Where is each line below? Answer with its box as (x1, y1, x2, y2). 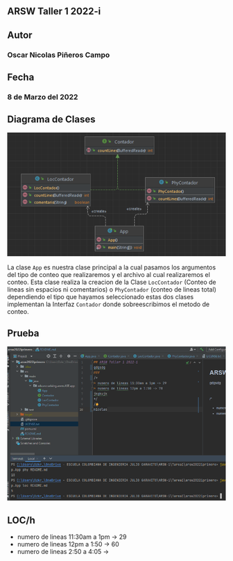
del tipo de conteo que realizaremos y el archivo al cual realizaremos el (7, 270, 210, 278)
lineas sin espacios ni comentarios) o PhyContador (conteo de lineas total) (7, 285, 217, 294)
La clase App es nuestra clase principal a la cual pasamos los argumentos (7, 263, 216, 271)
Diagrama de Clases (7, 114, 96, 126)
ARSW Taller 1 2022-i (7, 6, 101, 17)
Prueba (7, 328, 40, 340)
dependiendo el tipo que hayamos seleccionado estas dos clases (7, 292, 194, 301)
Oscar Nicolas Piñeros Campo (7, 50, 110, 60)
